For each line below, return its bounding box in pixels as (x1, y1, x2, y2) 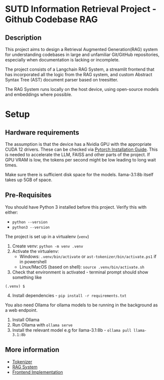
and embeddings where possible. (5, 92, 72, 97)
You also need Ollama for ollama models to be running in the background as (5, 302, 158, 308)
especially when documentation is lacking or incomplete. (5, 57, 120, 62)
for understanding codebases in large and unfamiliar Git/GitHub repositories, (5, 52, 160, 57)
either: (5, 209, 18, 215)
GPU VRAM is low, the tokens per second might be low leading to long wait (5, 157, 156, 163)
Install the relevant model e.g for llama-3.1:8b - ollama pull (12, 327, 132, 333)
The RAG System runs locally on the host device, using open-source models (5, 86, 159, 92)
